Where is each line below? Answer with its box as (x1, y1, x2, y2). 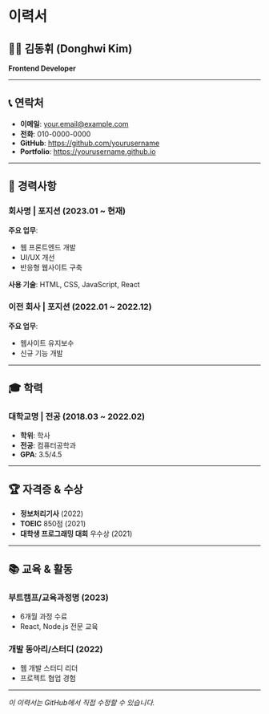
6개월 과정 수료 (19, 611, 68, 621)
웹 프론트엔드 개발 (19, 242, 76, 252)
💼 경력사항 (8, 180, 58, 193)
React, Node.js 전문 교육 (19, 621, 98, 631)
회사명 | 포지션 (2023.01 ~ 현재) (8, 205, 126, 217)
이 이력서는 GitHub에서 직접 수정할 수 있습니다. (8, 698, 155, 708)
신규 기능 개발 (19, 348, 63, 358)
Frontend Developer (8, 63, 76, 73)
